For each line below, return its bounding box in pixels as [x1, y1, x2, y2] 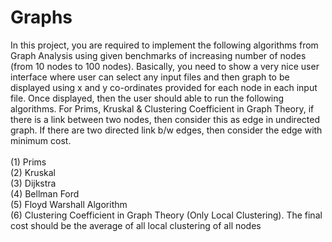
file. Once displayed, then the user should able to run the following [10, 92, 285, 104]
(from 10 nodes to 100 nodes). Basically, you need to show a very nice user [10, 60, 320, 72]
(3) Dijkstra [10, 177, 57, 189]
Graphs [10, 6, 73, 29]
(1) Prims [10, 156, 47, 168]
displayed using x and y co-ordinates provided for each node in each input [10, 81, 318, 93]
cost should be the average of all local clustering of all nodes [10, 219, 262, 231]
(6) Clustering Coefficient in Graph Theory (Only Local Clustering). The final [10, 209, 323, 221]
